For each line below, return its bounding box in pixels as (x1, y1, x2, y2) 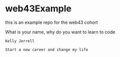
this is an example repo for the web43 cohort (5, 19, 98, 25)
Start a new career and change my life (5, 47, 88, 52)
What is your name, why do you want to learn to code (5, 29, 115, 35)
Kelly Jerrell (5, 38, 35, 44)
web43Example (5, 3, 71, 14)
